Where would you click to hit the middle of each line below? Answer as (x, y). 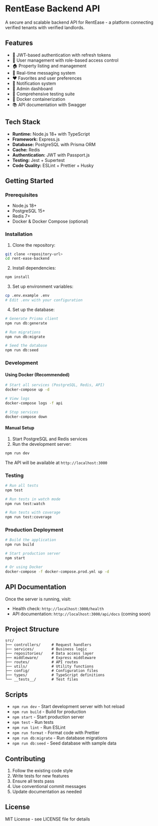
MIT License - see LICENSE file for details (48, 819)
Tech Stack (23, 122)
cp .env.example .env (27, 296)
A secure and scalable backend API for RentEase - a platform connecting (79, 22)
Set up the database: (34, 310)
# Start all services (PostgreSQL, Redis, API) (55, 385)
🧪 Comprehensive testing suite (43, 94)
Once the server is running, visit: (38, 599)
